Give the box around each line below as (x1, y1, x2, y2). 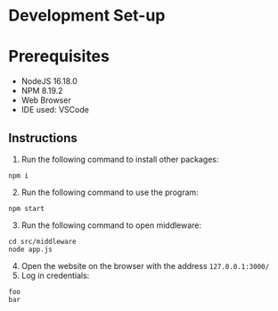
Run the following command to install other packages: (20, 154, 219, 164)
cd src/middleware (8, 237, 77, 246)
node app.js (8, 245, 53, 254)
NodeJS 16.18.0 (20, 76, 78, 87)
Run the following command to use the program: (20, 187, 200, 198)
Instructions (8, 130, 78, 146)
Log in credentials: (20, 270, 90, 281)
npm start (8, 204, 45, 213)
